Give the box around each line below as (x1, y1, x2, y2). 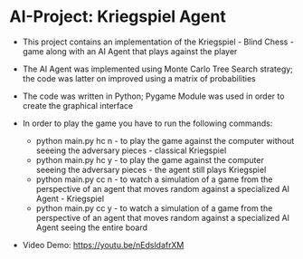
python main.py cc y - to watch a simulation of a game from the (35, 202, 273, 214)
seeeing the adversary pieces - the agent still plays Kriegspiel (35, 164, 267, 175)
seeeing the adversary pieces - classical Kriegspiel (35, 145, 227, 156)
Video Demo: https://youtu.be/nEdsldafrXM (22, 239, 185, 250)
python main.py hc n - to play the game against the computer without (35, 135, 295, 146)
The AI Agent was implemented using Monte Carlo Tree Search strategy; (22, 63, 294, 74)
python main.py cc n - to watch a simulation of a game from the (35, 174, 273, 185)
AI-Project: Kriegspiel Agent (9, 6, 226, 27)
